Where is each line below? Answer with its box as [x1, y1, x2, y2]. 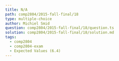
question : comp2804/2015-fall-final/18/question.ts [5, 26, 114, 30]
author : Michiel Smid [5, 21, 50, 26]
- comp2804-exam [9, 44, 43, 49]
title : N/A [5, 7, 28, 12]
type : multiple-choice [5, 16, 52, 21]
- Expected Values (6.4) [9, 48, 61, 53]
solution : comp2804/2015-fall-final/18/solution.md [5, 30, 114, 35]
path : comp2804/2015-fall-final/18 [5, 12, 79, 17]
